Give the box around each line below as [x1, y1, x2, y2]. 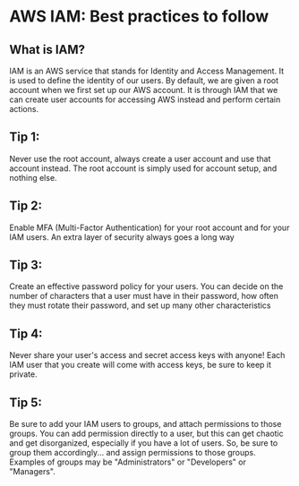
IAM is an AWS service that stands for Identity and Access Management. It [9, 65, 285, 76]
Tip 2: [9, 199, 43, 214]
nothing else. [9, 172, 57, 183]
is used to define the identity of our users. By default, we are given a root [9, 75, 279, 86]
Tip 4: [9, 326, 43, 341]
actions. [9, 104, 38, 114]
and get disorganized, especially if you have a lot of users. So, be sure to [9, 438, 278, 448]
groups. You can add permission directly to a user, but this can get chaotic [9, 428, 284, 439]
